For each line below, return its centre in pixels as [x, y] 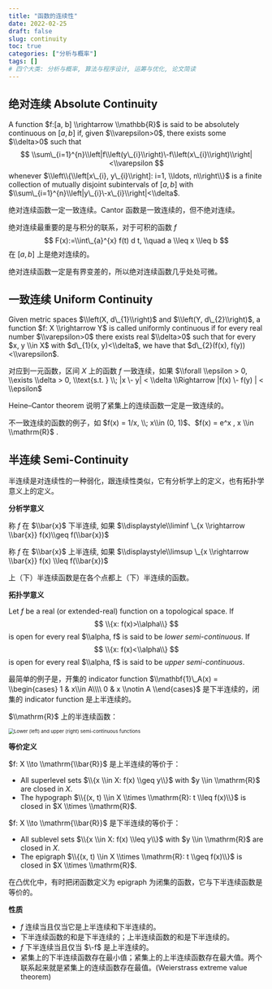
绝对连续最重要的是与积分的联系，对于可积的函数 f [93, 227]
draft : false [30, 31]
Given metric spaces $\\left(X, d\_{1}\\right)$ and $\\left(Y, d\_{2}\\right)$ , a [135, 319]
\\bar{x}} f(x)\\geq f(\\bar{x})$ [59, 535]
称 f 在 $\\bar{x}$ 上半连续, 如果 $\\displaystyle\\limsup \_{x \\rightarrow [129, 552]
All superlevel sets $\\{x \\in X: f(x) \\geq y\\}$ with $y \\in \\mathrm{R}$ [140, 780]
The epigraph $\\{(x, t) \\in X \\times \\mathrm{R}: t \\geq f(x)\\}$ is [131, 857]
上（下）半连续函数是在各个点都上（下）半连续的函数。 [101, 578]
